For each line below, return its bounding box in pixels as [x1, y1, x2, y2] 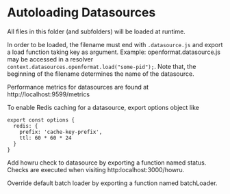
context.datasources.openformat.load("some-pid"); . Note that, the [7, 62, 196, 70]
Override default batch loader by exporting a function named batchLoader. [7, 179, 218, 187]
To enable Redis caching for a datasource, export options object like [7, 103, 200, 111]
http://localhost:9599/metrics [7, 90, 90, 98]
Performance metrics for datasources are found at [7, 83, 149, 91]
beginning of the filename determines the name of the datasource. [7, 70, 194, 78]
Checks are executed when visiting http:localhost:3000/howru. [7, 165, 185, 174]
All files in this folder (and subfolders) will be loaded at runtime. [7, 27, 186, 36]
